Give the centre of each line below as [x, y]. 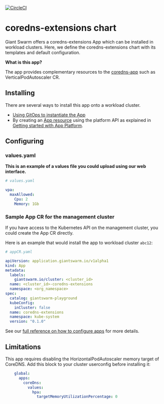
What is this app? [24, 62]
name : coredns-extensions [37, 312]
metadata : [16, 270]
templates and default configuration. [43, 52]
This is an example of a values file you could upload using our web [76, 166]
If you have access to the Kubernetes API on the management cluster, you [82, 228]
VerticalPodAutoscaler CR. [33, 77]
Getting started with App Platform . [48, 125]
